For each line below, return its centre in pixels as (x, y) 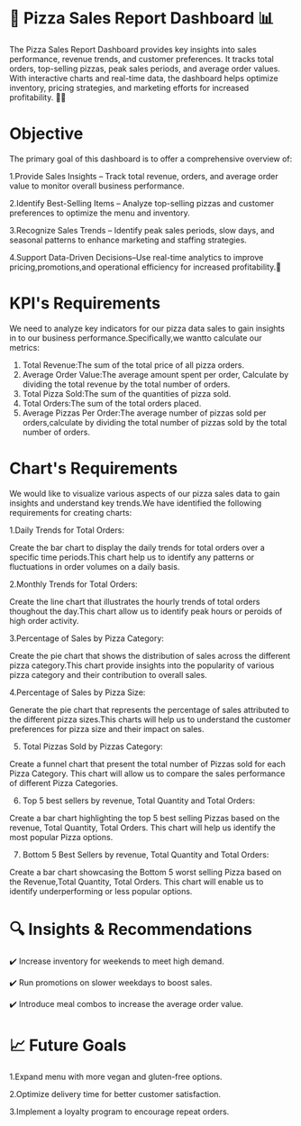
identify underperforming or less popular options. (101, 891)
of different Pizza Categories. (64, 783)
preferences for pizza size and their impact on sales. (107, 728)
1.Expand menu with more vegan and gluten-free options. (116, 1076)
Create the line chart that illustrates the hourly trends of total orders (135, 601)
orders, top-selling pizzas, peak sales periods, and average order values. (145, 69)
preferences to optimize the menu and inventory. (100, 213)
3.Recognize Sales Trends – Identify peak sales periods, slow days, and (142, 230)
